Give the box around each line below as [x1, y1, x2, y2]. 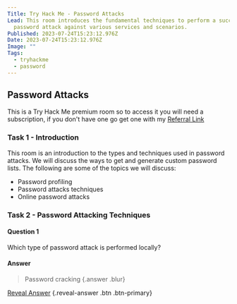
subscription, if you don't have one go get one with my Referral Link [7, 115, 205, 123]
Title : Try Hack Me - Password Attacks [7, 10, 125, 18]
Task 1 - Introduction [7, 133, 80, 142]
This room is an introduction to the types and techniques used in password [7, 149, 225, 157]
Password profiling [17, 177, 73, 186]
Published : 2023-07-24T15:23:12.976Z [7, 30, 119, 37]
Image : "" [7, 43, 37, 50]
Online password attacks [17, 192, 90, 201]
